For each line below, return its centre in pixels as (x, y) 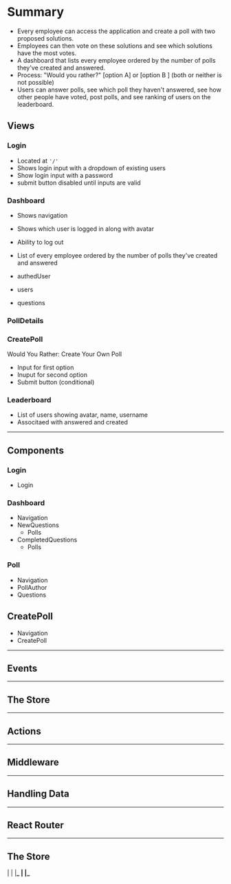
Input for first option (45, 368)
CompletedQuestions (47, 540)
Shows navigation (42, 215)
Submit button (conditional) (56, 382)
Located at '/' (38, 161)
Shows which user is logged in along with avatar (86, 229)
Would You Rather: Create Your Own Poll (65, 354)
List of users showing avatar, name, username (82, 415)
